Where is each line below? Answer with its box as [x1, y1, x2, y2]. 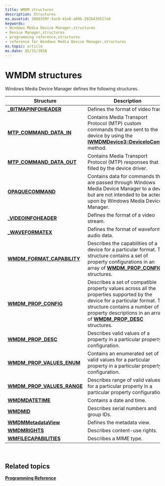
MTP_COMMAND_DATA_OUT [7, 159, 77, 165]
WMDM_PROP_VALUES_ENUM [7, 359, 81, 366]
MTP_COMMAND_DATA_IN [7, 129, 72, 136]
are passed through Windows [87, 179, 156, 186]
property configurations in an [87, 259, 155, 265]
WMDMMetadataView [7, 419, 60, 426]
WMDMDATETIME [7, 397, 51, 404]
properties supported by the [87, 291, 152, 298]
